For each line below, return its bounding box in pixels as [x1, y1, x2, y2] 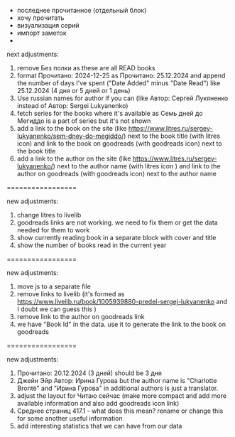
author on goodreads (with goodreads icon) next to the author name [16, 170, 217, 178]
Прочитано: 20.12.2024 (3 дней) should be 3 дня [16, 369, 163, 377]
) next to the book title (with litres [123, 131, 221, 140]
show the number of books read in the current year [16, 241, 167, 249]
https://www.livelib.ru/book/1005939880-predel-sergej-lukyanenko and [16, 298, 228, 306]
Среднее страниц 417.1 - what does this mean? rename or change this [16, 406, 224, 415]
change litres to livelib [16, 211, 82, 219]
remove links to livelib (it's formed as [16, 290, 125, 298]
